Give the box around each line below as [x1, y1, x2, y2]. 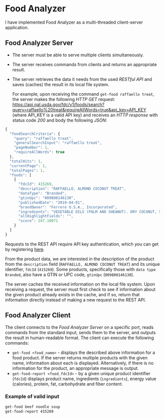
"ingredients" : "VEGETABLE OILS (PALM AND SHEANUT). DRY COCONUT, [18, 209, 157, 214]
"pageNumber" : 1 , [14, 145, 50, 150]
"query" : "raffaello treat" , [14, 136, 74, 141]
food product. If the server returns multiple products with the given [12, 354, 148, 360]
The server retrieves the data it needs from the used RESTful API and [12, 76, 152, 82]
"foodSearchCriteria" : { [9, 131, 60, 136]
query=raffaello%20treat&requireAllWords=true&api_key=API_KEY [12, 106, 146, 112]
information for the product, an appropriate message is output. [12, 365, 139, 371]
